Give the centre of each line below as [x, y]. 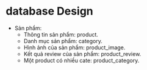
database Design [50, 11]
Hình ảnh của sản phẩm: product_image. [74, 47]
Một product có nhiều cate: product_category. [81, 60]
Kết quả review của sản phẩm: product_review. [82, 54]
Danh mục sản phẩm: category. [63, 41]
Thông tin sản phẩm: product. [61, 34]
